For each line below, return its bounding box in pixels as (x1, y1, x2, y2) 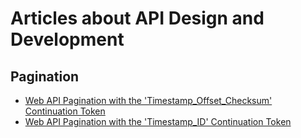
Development (10, 28, 125, 51)
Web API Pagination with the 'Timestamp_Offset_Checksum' (24, 95, 273, 106)
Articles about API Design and (10, 7, 265, 30)
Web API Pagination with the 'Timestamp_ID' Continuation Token (24, 116, 292, 127)
